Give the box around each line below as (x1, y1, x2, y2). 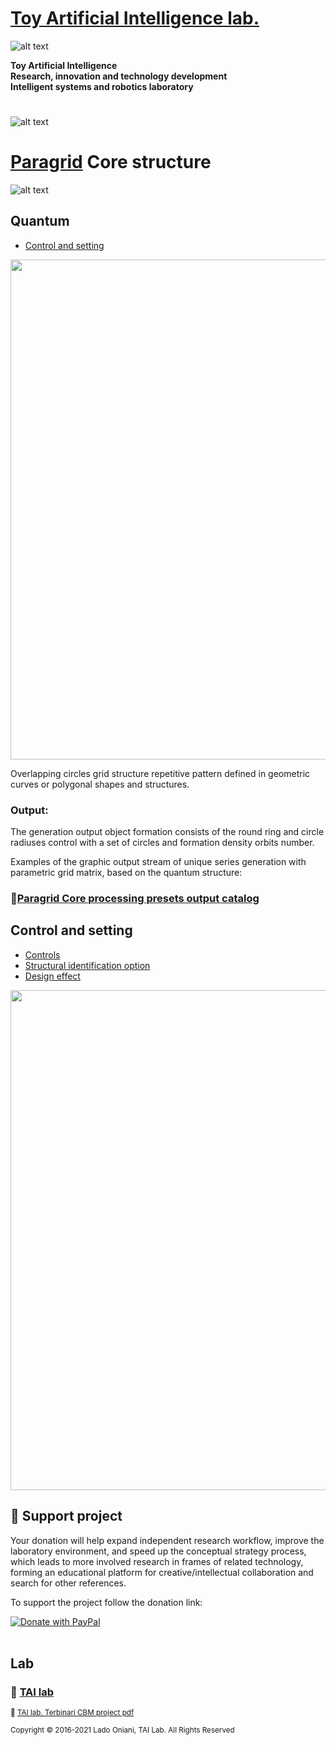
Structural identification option (24, 959, 151, 971)
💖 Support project (10, 1508, 123, 1525)
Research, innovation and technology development (10, 70, 228, 82)
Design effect (24, 970, 81, 982)
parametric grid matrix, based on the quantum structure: (10, 867, 243, 879)
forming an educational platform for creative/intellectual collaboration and (10, 1566, 314, 1578)
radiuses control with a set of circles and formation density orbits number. (10, 837, 315, 849)
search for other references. (10, 1577, 127, 1589)
